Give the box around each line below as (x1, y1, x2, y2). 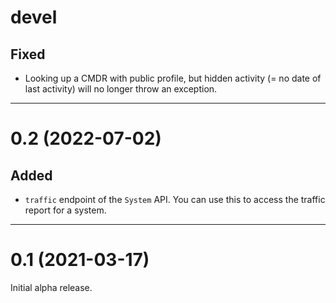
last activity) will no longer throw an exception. (24, 83, 218, 95)
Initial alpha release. (10, 281, 93, 293)
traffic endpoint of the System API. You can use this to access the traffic (24, 194, 326, 205)
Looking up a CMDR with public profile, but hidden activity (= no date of (24, 72, 322, 84)
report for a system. (24, 204, 107, 216)
